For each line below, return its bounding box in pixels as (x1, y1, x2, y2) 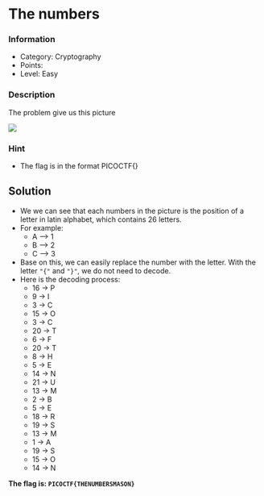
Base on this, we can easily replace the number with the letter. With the (19, 257, 256, 267)
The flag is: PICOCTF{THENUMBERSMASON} (8, 478, 135, 488)
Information (8, 34, 56, 45)
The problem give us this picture (8, 107, 116, 117)
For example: (19, 223, 64, 232)
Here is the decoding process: (19, 274, 121, 284)
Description (8, 90, 56, 101)
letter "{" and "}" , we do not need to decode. (19, 265, 171, 275)
